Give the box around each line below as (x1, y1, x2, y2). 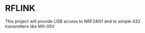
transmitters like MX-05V (5, 23, 55, 29)
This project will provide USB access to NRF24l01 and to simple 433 (5, 18, 141, 24)
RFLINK (5, 3, 35, 14)
